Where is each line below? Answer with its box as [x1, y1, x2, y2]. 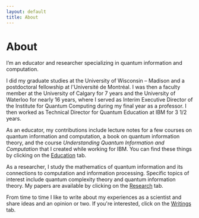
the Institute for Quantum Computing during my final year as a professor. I [6, 102, 187, 110]
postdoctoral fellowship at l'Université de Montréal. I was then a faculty [6, 84, 181, 91]
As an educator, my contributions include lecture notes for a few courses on [6, 127, 192, 134]
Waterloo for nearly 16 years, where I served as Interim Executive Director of [6, 96, 193, 103]
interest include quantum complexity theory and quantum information [6, 176, 176, 183]
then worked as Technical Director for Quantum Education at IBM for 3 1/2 [6, 109, 187, 116]
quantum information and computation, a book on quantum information [6, 133, 180, 140]
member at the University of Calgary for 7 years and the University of [6, 90, 176, 97]
